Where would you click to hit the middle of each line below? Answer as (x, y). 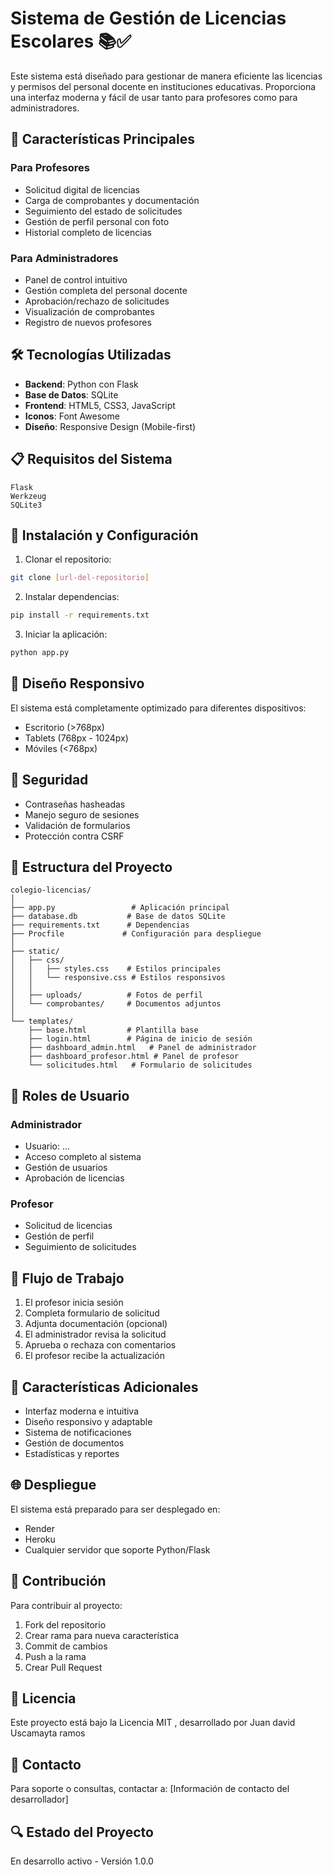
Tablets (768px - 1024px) (76, 738)
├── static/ (35, 952)
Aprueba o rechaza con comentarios (100, 1345)
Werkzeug (28, 496)
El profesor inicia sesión (74, 1303)
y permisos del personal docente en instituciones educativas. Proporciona (163, 86)
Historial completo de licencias (88, 232)
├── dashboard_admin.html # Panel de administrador (142, 1048)
